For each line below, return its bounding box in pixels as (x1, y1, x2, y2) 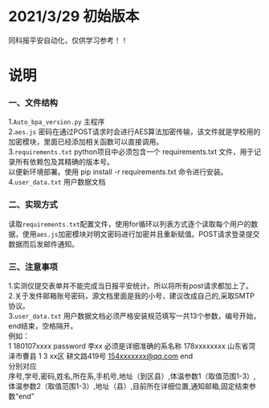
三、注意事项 (8, 261, 59, 272)
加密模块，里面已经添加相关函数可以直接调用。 (8, 137, 163, 147)
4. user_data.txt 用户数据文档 (8, 177, 106, 187)
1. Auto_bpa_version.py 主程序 (8, 117, 105, 127)
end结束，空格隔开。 (8, 321, 78, 331)
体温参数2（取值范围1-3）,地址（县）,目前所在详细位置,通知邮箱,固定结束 (8, 381, 250, 391)
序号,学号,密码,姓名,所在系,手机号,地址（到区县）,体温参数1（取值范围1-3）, (8, 371, 256, 381)
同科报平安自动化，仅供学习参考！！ (8, 35, 128, 45)
